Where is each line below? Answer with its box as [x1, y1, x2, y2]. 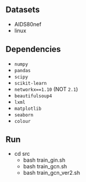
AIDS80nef [14, 20, 42, 27]
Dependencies [5, 44, 61, 54]
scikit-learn [14, 80, 47, 86]
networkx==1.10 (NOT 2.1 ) [14, 85, 78, 92]
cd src [14, 150, 30, 158]
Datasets [5, 5, 40, 15]
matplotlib [14, 106, 42, 112]
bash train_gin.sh [23, 156, 66, 164]
